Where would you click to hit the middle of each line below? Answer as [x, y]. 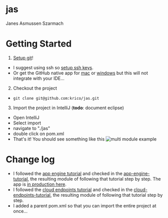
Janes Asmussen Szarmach [35, 23]
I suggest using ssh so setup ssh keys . [53, 67]
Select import [27, 123]
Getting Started [39, 44]
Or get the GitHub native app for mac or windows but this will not [80, 73]
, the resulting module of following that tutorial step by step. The [94, 179]
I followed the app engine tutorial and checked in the [68, 173]
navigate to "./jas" [32, 128]
